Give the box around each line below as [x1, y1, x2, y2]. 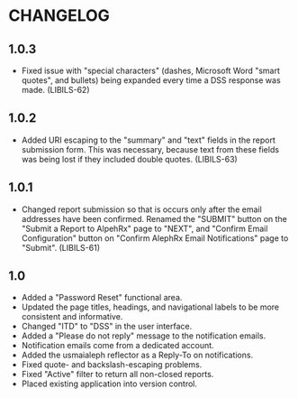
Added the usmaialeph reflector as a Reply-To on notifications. [21, 349, 254, 361]
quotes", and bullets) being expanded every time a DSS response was [21, 75, 281, 86]
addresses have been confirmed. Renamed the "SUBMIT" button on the [21, 213, 287, 224]
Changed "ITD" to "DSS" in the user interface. [21, 321, 193, 332]
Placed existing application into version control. [21, 378, 198, 389]
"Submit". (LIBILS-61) [21, 242, 101, 253]
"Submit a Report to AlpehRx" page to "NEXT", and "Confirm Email [21, 223, 268, 234]
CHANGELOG [8, 5, 110, 26]
